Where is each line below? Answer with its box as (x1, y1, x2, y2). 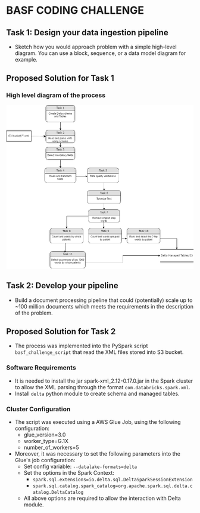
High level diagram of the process (6, 91, 106, 99)
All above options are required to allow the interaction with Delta (23, 494, 182, 502)
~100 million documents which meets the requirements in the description (14, 303, 193, 310)
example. (14, 56, 37, 63)
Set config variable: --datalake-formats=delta (23, 463, 137, 470)
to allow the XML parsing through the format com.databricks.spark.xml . (14, 383, 190, 390)
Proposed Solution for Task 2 (6, 326, 116, 337)
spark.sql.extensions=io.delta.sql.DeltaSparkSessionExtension (32, 477, 193, 483)
